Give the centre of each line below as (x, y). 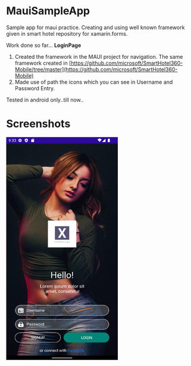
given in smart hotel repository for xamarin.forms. (67, 33)
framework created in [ (43, 63)
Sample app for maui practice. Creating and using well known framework (95, 27)
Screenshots (38, 124)
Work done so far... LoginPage (44, 45)
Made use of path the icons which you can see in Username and (94, 82)
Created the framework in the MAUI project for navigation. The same (99, 56)
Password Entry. (35, 88)
